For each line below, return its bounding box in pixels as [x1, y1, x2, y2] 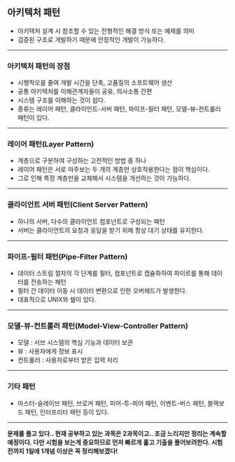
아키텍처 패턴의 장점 [7, 61, 71, 71]
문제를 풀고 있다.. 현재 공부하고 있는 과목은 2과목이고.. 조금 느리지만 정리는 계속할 [7, 429, 227, 437]
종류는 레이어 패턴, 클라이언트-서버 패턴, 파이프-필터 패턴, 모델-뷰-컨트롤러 [17, 104, 222, 114]
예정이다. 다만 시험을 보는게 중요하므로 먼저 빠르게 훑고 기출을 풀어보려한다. [7, 437, 211, 447]
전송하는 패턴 [30, 278, 66, 286]
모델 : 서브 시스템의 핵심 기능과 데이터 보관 [17, 339, 134, 347]
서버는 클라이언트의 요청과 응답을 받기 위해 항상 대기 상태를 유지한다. [17, 226, 204, 234]
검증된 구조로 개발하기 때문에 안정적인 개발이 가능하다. [17, 35, 166, 43]
